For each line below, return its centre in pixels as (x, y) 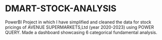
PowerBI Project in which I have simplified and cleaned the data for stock (78, 22)
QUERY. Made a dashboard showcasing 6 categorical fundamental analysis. (81, 32)
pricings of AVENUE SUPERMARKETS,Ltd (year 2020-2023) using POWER (80, 27)
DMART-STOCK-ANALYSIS (61, 9)
